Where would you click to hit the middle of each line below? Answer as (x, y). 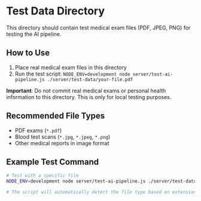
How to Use (28, 53)
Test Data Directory (56, 11)
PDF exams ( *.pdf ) (38, 130)
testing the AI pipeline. (34, 34)
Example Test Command (53, 162)
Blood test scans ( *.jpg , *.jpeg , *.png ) (63, 137)
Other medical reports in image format (62, 143)
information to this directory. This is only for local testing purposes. (89, 97)
